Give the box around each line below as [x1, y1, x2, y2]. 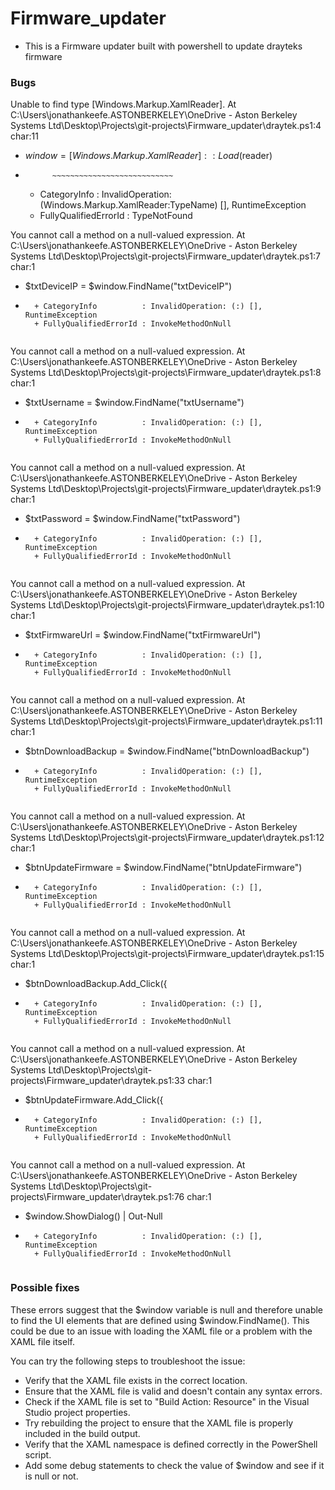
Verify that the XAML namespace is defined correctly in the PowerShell [24, 1438, 318, 1450]
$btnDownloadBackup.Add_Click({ [24, 978, 168, 990]
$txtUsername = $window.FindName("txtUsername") [24, 397, 245, 409]
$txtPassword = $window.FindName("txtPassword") [24, 513, 241, 525]
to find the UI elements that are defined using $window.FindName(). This [10, 1314, 310, 1326]
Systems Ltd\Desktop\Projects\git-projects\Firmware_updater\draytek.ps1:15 [10, 948, 325, 960]
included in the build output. [24, 1427, 141, 1439]
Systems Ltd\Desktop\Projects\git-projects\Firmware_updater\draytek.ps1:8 [10, 367, 322, 379]
